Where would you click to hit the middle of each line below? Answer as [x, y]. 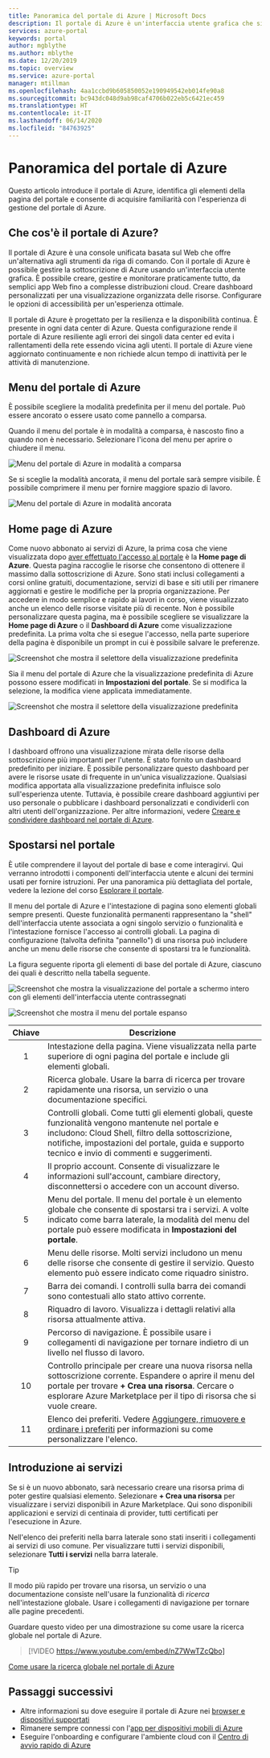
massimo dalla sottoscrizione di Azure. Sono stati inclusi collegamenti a [127, 574]
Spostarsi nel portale [62, 845]
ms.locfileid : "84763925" [51, 128]
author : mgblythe [37, 46]
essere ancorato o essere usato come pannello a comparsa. [108, 415]
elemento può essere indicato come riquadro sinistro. [148, 1273]
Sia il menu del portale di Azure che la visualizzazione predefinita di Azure [131, 674]
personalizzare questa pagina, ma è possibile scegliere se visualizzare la [129, 617]
